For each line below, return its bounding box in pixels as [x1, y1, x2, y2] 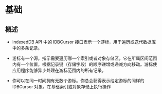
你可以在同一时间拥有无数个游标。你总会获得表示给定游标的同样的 [12, 78, 144, 83]
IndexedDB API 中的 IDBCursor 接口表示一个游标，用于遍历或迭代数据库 [12, 39, 156, 45]
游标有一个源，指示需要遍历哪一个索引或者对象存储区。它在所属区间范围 [12, 55, 157, 61]
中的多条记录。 [12, 45, 42, 51]
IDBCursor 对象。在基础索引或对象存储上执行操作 [12, 84, 111, 90]
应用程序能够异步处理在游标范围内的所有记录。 [12, 67, 106, 73]
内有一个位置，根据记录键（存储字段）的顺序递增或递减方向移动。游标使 [12, 62, 157, 67]
